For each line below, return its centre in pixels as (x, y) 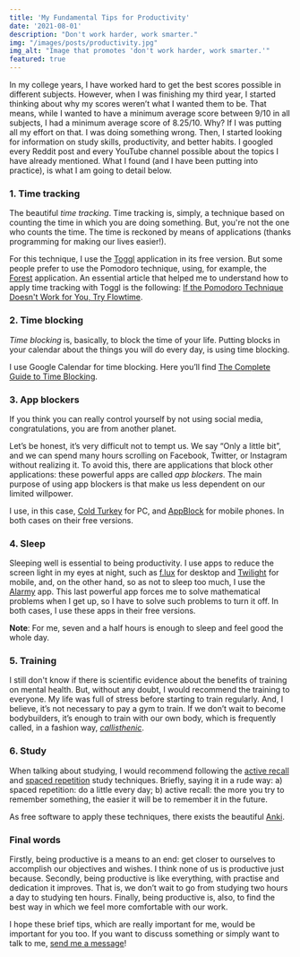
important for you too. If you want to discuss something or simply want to (145, 934)
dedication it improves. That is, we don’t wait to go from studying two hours (149, 888)
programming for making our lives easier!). (88, 242)
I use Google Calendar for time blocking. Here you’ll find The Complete (140, 366)
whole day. (30, 638)
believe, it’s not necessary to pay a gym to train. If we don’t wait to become (148, 709)
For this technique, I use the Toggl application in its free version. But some (146, 259)
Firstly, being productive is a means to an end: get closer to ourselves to (142, 859)
